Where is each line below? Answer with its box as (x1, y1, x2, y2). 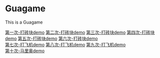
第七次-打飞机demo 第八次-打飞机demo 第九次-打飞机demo (5, 41, 126, 47)
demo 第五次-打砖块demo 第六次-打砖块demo (5, 35, 98, 41)
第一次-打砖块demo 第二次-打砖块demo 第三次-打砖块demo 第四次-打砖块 (5, 29, 155, 35)
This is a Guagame (5, 19, 43, 25)
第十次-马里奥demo (5, 48, 45, 54)
